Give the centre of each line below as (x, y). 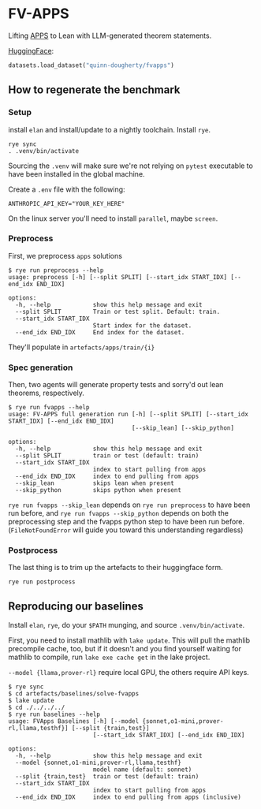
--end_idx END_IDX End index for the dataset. (100, 332)
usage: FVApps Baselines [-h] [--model (74, 721)
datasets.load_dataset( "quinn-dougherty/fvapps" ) (91, 65)
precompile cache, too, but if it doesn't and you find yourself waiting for (125, 649)
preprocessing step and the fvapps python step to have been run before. (127, 522)
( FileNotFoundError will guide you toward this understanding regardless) (126, 530)
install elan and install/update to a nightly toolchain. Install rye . (110, 129)
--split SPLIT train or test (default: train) (107, 456)
